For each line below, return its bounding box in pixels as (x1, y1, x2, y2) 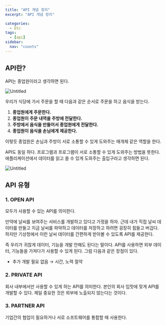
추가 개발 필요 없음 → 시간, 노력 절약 (12, 259, 83, 265)
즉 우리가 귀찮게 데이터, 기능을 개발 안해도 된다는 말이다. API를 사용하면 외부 (5, 242, 153, 248)
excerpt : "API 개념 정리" (5, 12, 55, 17)
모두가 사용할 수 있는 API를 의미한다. (5, 208, 76, 214)
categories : (5, 21, 30, 26)
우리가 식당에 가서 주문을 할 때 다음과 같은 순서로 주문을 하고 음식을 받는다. (5, 98, 150, 104)
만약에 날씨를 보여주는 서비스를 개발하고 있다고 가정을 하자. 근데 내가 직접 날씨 (5, 219, 157, 225)
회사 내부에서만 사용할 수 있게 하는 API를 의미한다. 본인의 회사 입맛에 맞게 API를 (5, 283, 160, 290)
